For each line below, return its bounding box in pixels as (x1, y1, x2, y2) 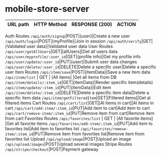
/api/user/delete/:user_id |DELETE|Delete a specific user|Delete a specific (5, 64, 157, 70)
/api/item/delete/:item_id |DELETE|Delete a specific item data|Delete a (5, 90, 149, 95)
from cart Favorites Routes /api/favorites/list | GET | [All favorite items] (5, 115, 153, 121)
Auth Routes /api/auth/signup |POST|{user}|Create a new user (5, 33, 130, 39)
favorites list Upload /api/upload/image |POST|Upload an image (5, 136, 131, 141)
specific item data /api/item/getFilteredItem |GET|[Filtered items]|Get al (5, 94, 151, 100)
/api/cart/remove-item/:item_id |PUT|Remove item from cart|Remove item (5, 110, 155, 116)
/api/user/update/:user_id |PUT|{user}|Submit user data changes (5, 59, 137, 64)
